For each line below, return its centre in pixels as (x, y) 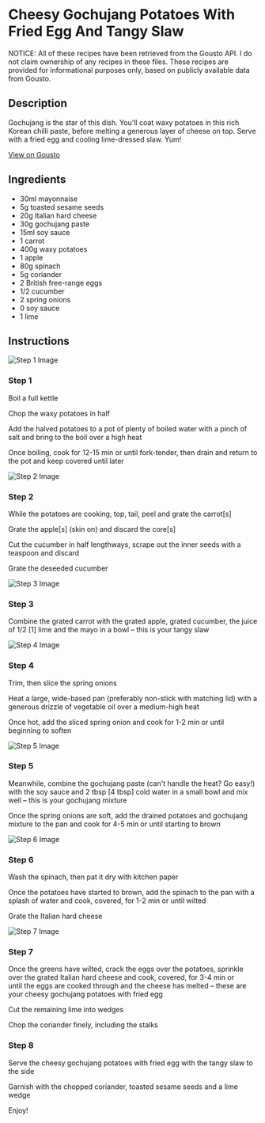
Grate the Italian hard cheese (55, 916)
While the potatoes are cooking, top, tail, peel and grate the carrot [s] (120, 514)
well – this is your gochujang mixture (68, 800)
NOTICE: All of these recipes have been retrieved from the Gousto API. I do (130, 53)
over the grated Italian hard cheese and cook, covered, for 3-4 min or (121, 977)
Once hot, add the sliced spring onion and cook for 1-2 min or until (116, 722)
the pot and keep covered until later (66, 461)
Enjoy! (19, 1110)
